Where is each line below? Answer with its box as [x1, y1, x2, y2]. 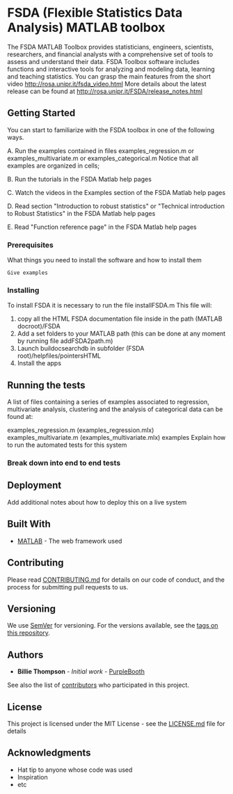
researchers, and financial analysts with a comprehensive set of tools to [7, 50, 214, 58]
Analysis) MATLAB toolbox [7, 19, 166, 35]
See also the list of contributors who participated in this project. [7, 681, 190, 690]
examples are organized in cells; [7, 161, 99, 170]
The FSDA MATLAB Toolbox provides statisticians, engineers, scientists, [7, 42, 214, 51]
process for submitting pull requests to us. [7, 582, 129, 591]
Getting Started [7, 107, 76, 119]
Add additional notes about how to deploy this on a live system [7, 498, 187, 506]
